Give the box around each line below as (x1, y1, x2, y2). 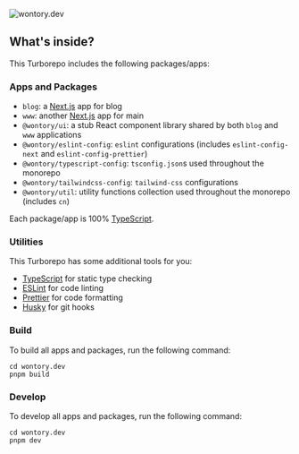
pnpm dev (9, 436, 42, 445)
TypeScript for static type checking (21, 273, 153, 284)
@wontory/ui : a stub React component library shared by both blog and (21, 120, 278, 131)
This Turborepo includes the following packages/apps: (9, 58, 210, 69)
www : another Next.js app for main (21, 110, 145, 121)
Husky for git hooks (21, 302, 96, 313)
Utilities (9, 236, 44, 248)
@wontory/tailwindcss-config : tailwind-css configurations (21, 177, 239, 188)
